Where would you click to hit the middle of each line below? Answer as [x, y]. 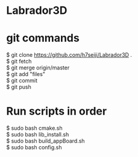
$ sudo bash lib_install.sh [38, 135]
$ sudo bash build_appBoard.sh [46, 141]
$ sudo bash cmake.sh [35, 128]
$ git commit [22, 81]
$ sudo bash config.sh [34, 147]
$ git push [19, 87]
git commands [43, 38]
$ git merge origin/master [38, 68]
